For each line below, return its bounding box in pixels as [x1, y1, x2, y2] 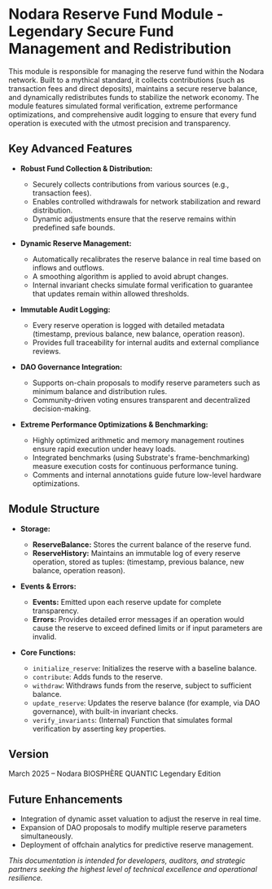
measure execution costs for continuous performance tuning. [32, 461, 239, 471]
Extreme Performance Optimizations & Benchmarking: [20, 419, 208, 429]
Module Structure [8, 502, 100, 516]
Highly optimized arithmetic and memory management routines [32, 435, 244, 444]
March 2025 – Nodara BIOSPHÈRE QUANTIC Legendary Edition [8, 769, 222, 778]
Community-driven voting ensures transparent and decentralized [32, 395, 251, 405]
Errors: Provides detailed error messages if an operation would [32, 614, 244, 624]
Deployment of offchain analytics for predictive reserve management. [20, 840, 254, 850]
